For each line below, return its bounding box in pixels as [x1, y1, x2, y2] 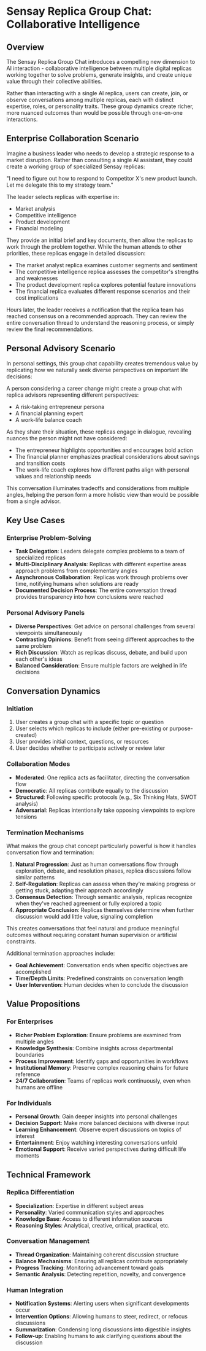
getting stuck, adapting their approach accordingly [15, 886, 144, 894]
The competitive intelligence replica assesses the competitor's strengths [15, 268, 199, 275]
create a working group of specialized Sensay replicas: [6, 163, 145, 170]
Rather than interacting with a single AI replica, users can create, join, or [6, 90, 189, 96]
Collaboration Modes [6, 760, 71, 768]
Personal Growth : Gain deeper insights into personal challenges [15, 1113, 178, 1120]
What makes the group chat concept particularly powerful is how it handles [6, 842, 196, 849]
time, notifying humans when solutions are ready [15, 580, 139, 588]
